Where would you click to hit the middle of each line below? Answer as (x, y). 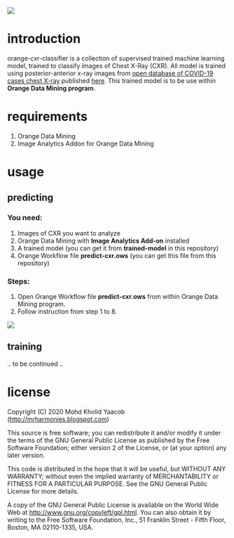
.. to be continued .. (35, 364)
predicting (30, 198)
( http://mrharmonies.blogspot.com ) (58, 419)
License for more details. (43, 491)
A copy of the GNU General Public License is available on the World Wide (113, 505)
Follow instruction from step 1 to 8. (67, 312)
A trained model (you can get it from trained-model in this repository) (118, 248)
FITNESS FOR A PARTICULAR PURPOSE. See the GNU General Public (108, 483)
